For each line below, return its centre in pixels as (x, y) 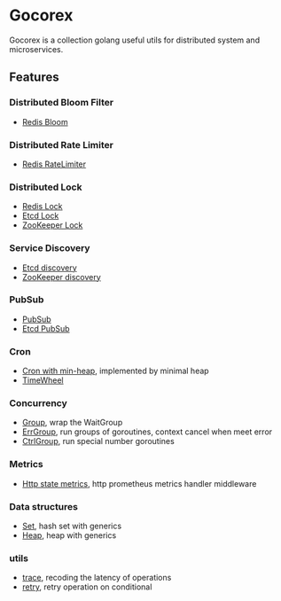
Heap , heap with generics (69, 535)
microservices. (36, 49)
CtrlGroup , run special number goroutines (98, 441)
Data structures (43, 506)
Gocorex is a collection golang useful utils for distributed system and (134, 40)
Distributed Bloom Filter (61, 103)
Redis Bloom (45, 121)
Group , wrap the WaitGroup (72, 423)
